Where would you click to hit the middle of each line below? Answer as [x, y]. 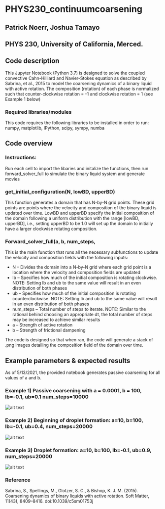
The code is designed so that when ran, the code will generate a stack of [79, 340]
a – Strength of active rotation [42, 325]
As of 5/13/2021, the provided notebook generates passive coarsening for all [83, 372]
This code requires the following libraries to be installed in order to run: [77, 123]
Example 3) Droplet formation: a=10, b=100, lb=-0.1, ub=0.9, [78, 450]
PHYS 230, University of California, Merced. [74, 44]
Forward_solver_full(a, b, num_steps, [50, 241]
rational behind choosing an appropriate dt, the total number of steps [82, 315]
